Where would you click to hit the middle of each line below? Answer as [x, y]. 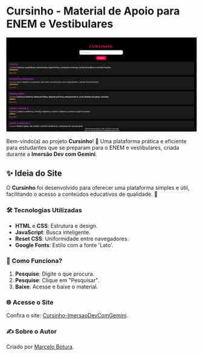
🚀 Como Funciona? [34, 261]
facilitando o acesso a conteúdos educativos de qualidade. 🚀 [82, 194]
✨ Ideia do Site [34, 173]
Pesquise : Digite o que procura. [55, 274]
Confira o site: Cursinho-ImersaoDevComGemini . [67, 316]
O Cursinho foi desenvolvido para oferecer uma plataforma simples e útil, [98, 188]
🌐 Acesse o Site [30, 302]
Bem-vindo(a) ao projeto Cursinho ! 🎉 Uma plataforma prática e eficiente [96, 141]
